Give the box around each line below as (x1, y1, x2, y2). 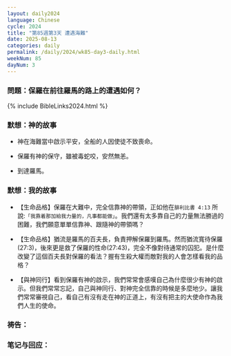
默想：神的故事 (7, 120, 57, 130)
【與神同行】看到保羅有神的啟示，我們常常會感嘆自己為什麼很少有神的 (17, 275, 217, 283)
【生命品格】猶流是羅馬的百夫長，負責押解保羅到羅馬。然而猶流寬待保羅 (17, 234, 223, 243)
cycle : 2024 (7, 23, 41, 30)
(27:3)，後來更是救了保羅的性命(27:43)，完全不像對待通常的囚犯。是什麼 (17, 243, 224, 252)
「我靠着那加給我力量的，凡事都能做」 (25, 212, 115, 220)
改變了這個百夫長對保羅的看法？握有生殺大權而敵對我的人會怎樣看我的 (17, 252, 217, 260)
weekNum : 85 (7, 55, 41, 62)
